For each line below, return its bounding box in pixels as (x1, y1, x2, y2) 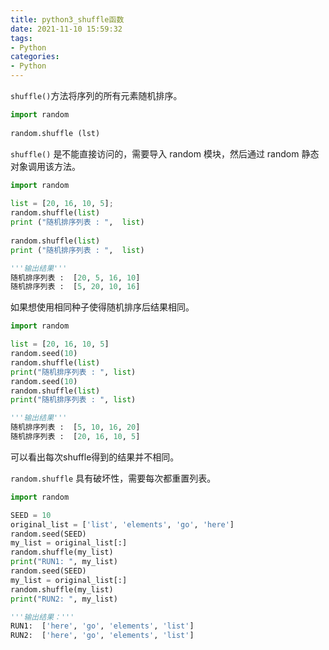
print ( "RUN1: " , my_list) (10, 557, 118, 567)
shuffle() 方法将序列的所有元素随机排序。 (10, 90, 183, 101)
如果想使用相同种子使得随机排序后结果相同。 (10, 301, 195, 313)
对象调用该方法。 (10, 160, 81, 172)
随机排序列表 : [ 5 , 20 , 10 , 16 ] (10, 282, 141, 292)
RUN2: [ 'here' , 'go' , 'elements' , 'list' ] (10, 631, 195, 641)
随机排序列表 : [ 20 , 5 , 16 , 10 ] (10, 272, 141, 283)
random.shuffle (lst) (10, 128, 101, 138)
